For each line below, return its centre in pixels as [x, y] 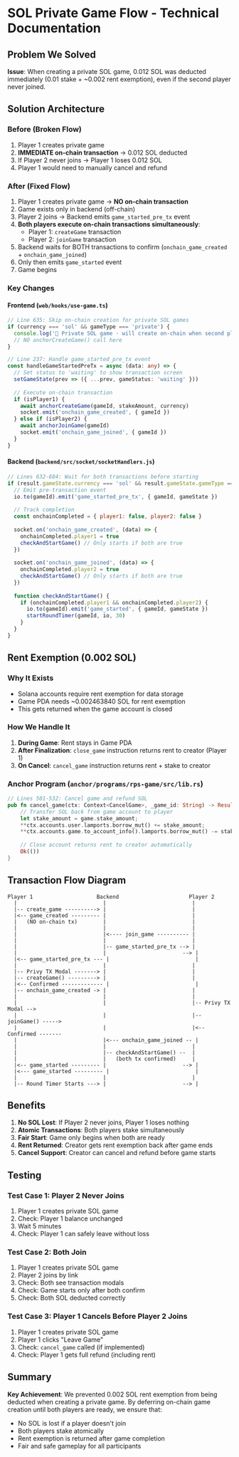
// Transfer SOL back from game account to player [97, 812]
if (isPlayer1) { [39, 399]
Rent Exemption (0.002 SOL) [72, 658]
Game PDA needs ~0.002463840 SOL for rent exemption [102, 701]
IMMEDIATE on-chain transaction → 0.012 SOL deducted [102, 152]
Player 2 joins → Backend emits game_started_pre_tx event [104, 216]
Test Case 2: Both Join [47, 1253]
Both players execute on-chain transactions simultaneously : [109, 224]
